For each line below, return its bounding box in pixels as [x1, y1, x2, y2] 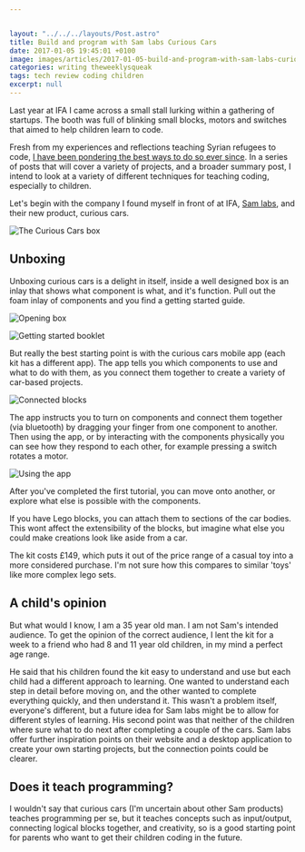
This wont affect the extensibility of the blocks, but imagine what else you [9, 522, 285, 533]
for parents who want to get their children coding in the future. [9, 832, 243, 843]
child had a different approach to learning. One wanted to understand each [9, 676, 290, 687]
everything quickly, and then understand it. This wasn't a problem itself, [9, 695, 277, 706]
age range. [9, 649, 50, 659]
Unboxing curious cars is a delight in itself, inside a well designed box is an [9, 275, 290, 286]
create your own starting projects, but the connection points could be [9, 743, 270, 754]
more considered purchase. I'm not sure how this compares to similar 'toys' [9, 560, 292, 570]
